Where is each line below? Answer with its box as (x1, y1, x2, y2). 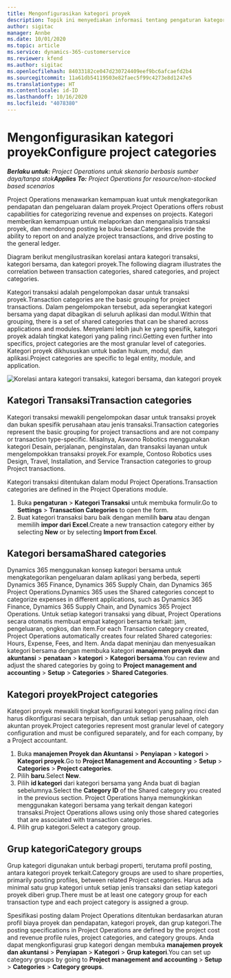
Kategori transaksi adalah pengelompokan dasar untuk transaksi (7, 288, 190, 296)
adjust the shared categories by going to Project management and (7, 661, 197, 669)
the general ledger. (7, 239, 60, 247)
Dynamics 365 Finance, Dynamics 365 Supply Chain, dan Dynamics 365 (7, 580, 212, 589)
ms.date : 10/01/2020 (7, 36, 67, 43)
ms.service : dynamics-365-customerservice (7, 49, 131, 56)
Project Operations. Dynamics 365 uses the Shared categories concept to (7, 588, 214, 596)
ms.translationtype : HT (7, 81, 76, 88)
